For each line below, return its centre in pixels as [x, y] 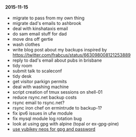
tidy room [22, 66]
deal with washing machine [40, 87]
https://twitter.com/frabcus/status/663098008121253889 [71, 55]
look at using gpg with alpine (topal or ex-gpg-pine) [65, 124]
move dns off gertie [33, 39]
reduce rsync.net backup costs [44, 98]
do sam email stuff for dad [39, 34]
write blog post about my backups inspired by [60, 50]
